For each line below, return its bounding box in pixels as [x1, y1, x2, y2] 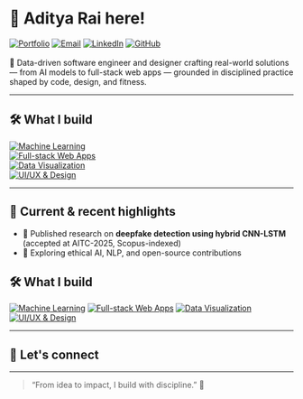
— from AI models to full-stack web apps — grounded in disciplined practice [9, 67, 294, 78]
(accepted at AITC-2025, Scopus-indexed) [22, 237, 182, 248]
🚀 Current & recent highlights [9, 204, 176, 219]
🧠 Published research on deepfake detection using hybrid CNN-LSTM [22, 227, 287, 238]
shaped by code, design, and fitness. [9, 76, 147, 87]
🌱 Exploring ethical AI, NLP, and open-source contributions [22, 247, 242, 258]
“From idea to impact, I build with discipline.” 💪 [31, 379, 205, 391]
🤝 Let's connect [9, 347, 99, 362]
